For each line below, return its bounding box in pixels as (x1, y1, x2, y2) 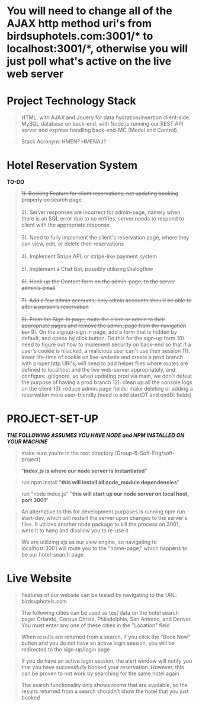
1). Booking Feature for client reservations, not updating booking (21, 190, 178, 197)
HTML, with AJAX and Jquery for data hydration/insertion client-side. (21, 114, 191, 121)
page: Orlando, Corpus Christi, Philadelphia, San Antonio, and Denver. (21, 615, 192, 622)
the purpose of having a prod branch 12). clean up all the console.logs (21, 379, 192, 386)
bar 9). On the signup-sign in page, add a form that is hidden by (21, 328, 177, 336)
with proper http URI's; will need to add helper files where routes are (21, 360, 188, 367)
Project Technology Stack (7, 94, 136, 108)
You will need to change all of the (7, 4, 172, 18)
